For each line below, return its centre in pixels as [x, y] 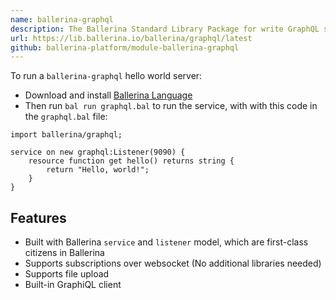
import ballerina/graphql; [66, 135]
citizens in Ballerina [64, 253]
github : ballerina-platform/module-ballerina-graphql [125, 47]
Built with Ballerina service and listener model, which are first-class [166, 242]
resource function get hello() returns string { [131, 161]
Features [38, 217]
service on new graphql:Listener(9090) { [98, 152]
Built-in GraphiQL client [73, 285]
